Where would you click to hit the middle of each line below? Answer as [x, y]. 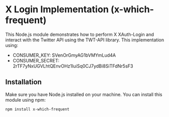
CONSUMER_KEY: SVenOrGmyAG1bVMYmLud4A [64, 55]
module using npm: [26, 100]
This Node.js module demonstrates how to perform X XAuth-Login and [80, 34]
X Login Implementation [57, 9]
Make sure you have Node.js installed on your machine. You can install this [84, 94]
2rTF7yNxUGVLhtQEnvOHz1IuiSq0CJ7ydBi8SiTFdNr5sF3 [73, 66]
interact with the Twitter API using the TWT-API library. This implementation [85, 40]
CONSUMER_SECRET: [36, 60]
